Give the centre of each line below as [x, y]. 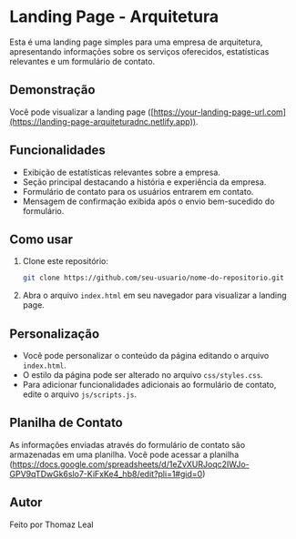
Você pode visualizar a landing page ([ [82, 112]
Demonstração [52, 90]
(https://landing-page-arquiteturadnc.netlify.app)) [103, 121]
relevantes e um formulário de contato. [82, 61]
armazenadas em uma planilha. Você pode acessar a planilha [124, 454]
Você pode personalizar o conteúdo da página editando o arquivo [146, 356]
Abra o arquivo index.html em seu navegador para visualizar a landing [154, 295]
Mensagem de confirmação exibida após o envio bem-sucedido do [148, 201]
